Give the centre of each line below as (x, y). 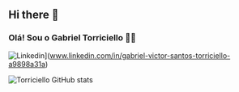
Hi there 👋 (34, 15)
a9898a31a (27, 64)
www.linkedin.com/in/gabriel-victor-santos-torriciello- (140, 55)
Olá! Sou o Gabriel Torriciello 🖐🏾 (72, 38)
